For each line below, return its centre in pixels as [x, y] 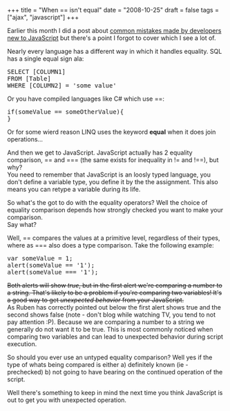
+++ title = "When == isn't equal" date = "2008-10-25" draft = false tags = [113, 10]
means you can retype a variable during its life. [74, 189]
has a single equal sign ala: [46, 59]
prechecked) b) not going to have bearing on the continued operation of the [115, 372]
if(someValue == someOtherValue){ [66, 112]
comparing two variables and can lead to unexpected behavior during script [115, 337]
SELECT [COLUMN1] [36, 72]
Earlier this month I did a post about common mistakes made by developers [114, 31]
